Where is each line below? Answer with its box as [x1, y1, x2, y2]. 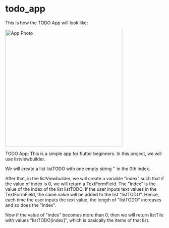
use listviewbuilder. [5, 156, 45, 162]
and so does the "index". [5, 202, 57, 208]
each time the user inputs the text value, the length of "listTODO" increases [5, 197, 162, 203]
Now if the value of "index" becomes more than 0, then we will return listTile [5, 212, 164, 218]
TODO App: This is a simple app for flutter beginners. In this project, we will [5, 150, 162, 157]
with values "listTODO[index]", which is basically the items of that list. [5, 217, 150, 223]
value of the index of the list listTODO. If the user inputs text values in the [5, 186, 157, 192]
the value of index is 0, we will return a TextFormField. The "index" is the [5, 181, 156, 187]
